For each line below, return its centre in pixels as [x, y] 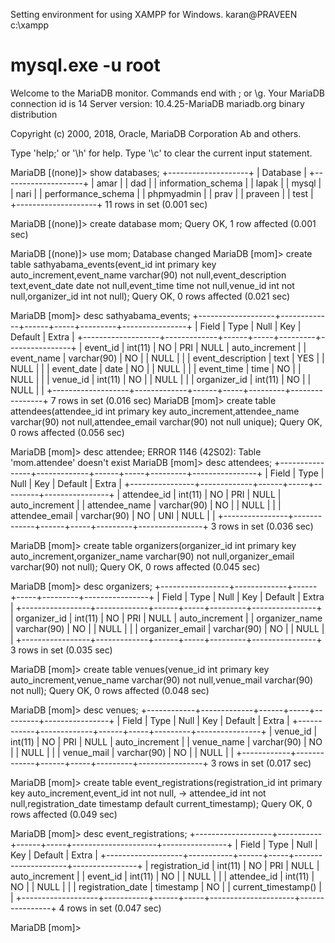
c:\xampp [30, 25]
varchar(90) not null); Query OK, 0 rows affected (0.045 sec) [135, 566]
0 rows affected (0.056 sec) [67, 432]
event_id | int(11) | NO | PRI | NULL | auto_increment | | [195, 347]
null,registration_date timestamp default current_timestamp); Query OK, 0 [161, 803]
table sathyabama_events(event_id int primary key [113, 264]
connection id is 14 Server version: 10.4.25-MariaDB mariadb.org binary [157, 103]
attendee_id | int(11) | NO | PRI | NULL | [202, 494]
